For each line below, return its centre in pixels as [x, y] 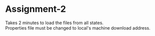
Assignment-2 [36, 9]
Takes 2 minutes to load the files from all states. [54, 23]
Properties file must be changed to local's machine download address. [78, 28]
